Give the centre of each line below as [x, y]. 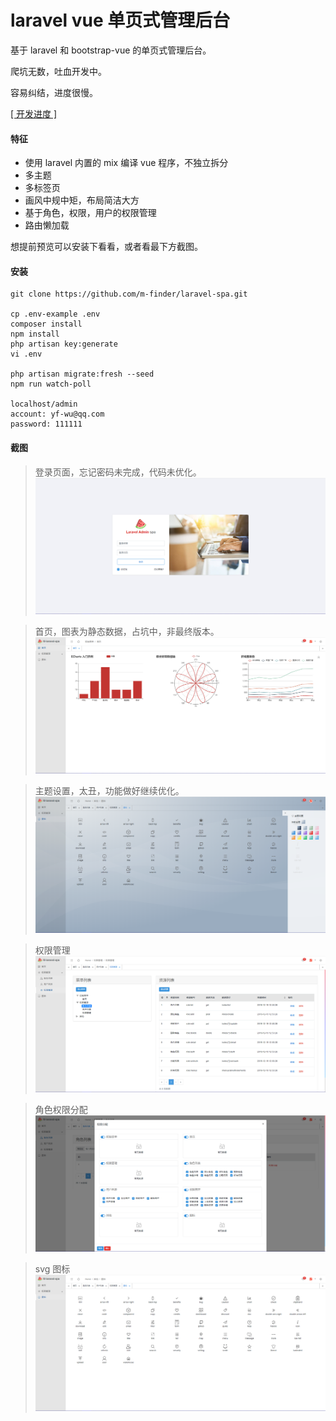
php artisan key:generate [64, 344]
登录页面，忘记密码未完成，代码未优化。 [118, 472]
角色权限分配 [61, 1109]
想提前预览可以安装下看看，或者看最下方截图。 [106, 247]
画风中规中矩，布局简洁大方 [82, 200]
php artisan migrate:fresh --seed [82, 374]
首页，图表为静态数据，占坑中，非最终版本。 [127, 631]
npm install [35, 334]
